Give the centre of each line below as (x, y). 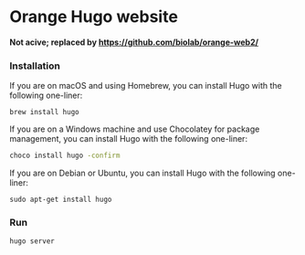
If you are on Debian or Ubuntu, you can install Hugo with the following (142, 173)
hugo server (32, 241)
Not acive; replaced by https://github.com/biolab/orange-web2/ (134, 42)
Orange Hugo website (94, 17)
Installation (35, 66)
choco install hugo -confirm (65, 156)
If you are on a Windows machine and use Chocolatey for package (135, 129)
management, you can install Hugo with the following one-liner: (129, 139)
